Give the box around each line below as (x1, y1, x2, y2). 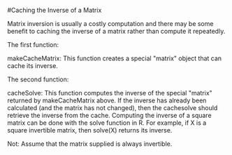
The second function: (7, 75, 69, 83)
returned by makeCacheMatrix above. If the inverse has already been (7, 96, 207, 105)
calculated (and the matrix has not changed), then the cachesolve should (7, 104, 218, 112)
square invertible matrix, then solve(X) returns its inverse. (7, 126, 173, 134)
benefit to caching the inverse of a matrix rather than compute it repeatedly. (7, 27, 226, 35)
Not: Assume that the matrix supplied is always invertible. (7, 140, 173, 148)
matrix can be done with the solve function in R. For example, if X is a (7, 119, 207, 127)
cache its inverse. (7, 62, 58, 69)
